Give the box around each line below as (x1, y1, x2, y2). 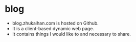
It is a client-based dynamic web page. (12, 25, 94, 31)
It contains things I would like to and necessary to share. (12, 31, 131, 37)
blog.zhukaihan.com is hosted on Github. (12, 20, 99, 26)
